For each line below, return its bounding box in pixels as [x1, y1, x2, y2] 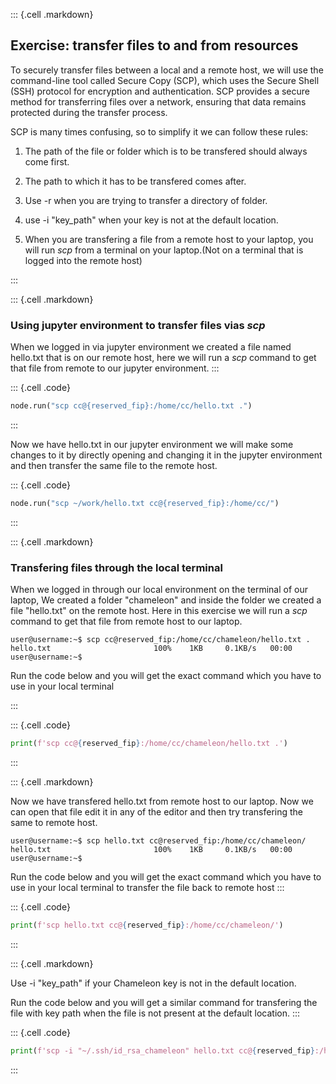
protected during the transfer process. [10, 106, 168, 118]
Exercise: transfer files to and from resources [10, 37, 299, 54]
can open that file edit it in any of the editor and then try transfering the [10, 806, 304, 818]
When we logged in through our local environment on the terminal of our [10, 584, 308, 596]
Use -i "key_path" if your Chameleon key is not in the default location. [10, 977, 297, 989]
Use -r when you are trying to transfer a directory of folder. [24, 194, 268, 206]
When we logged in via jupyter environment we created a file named [10, 341, 292, 353]
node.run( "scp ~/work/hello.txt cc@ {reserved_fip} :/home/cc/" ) [10, 498, 280, 508]
